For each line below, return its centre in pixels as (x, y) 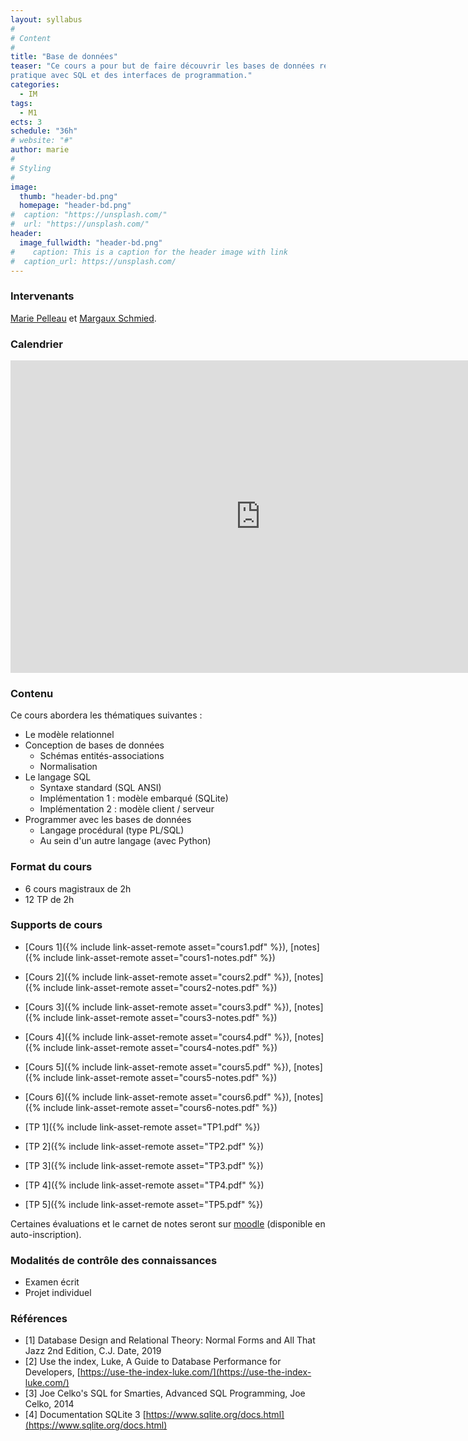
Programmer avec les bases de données (108, 820)
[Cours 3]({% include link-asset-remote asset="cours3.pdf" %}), (158, 1007)
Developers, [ (52, 1372)
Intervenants (42, 296)
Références (39, 1319)
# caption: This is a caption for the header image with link (149, 252)
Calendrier (36, 344)
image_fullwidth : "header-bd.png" (91, 242)
